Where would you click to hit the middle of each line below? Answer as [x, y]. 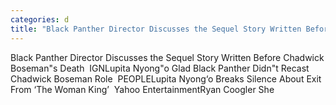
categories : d [40, 19]
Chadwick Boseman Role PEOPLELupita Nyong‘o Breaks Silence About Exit [166, 78]
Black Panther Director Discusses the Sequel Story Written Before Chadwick [167, 57]
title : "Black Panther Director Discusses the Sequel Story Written [156, 29]
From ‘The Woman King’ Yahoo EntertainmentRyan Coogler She [142, 89]
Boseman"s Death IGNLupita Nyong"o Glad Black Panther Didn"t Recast [160, 68]
